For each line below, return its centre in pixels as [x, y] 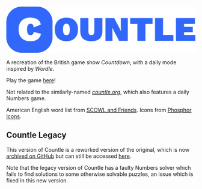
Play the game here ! [31, 80]
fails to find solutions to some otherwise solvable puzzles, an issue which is [100, 174]
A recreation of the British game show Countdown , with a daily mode [91, 62]
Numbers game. [26, 98]
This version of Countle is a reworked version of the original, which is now [98, 149]
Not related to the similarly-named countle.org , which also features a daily [98, 92]
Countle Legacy [36, 135]
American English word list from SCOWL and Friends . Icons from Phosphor [99, 110]
